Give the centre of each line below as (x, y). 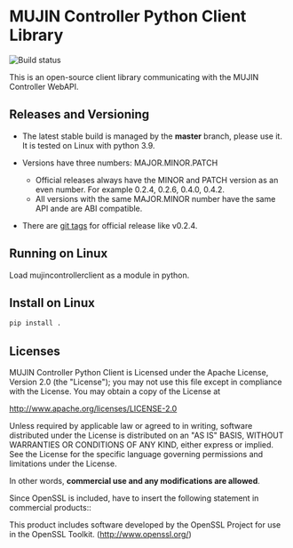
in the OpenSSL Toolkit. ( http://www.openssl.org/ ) (101, 535)
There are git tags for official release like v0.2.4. (110, 225)
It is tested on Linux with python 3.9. (88, 145)
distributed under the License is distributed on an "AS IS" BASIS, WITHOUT (146, 435)
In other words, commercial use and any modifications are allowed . (135, 481)
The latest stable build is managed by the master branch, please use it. (152, 136)
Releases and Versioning (79, 114)
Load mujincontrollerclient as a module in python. (99, 275)
